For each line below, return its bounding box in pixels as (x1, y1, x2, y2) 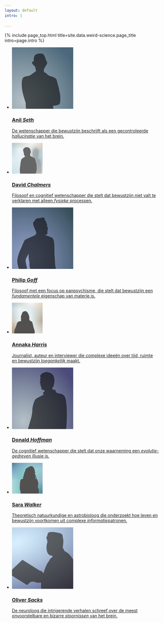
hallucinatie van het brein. (11, 133, 65, 139)
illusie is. (32, 453, 49, 459)
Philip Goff (11, 276, 38, 283)
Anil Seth (11, 117, 34, 123)
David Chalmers (11, 181, 51, 188)
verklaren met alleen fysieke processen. (11, 197, 93, 204)
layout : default (4, 8, 38, 13)
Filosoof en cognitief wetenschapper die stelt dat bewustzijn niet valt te (11, 192, 156, 198)
